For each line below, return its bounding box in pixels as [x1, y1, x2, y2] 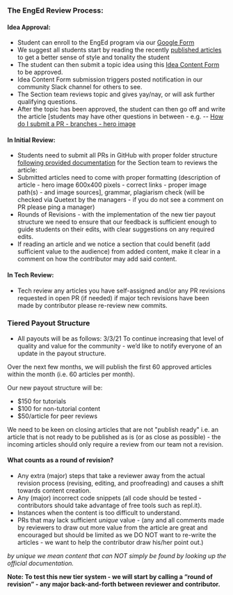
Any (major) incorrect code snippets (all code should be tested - [17, 494, 202, 502]
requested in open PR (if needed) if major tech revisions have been [17, 293, 210, 302]
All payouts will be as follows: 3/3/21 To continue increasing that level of [17, 334, 224, 343]
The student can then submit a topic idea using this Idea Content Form [17, 61, 220, 69]
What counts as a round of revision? [7, 456, 114, 465]
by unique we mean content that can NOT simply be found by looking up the [7, 552, 227, 560]
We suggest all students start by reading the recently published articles [17, 46, 222, 54]
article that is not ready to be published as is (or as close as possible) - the [7, 433, 221, 441]
